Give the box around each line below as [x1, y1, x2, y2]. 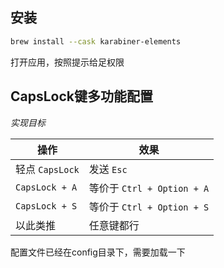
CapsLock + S [15, 200, 78, 212]
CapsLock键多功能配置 [10, 88, 154, 105]
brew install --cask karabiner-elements [10, 36, 182, 47]
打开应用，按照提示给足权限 [10, 56, 125, 68]
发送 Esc [88, 162, 128, 176]
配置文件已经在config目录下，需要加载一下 [10, 246, 186, 258]
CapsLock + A [15, 181, 78, 193]
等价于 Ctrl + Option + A [88, 181, 210, 195]
